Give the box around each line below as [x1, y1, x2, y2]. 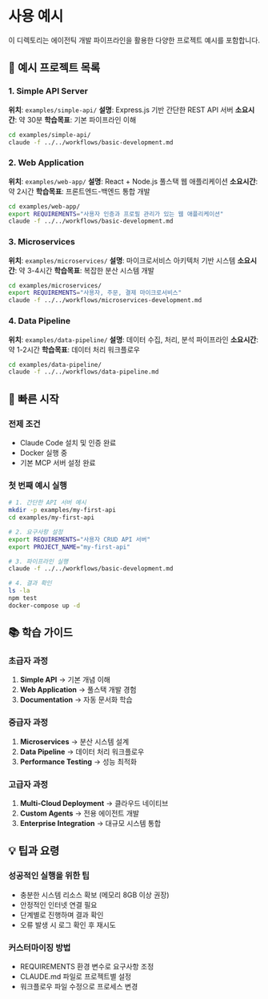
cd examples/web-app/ [8, 202, 81, 211]
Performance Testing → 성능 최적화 [19, 756, 138, 766]
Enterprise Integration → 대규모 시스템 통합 [19, 819, 162, 828]
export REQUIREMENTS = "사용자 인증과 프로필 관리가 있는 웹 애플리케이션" [8, 210, 224, 218]
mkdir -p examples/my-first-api [8, 506, 116, 514]
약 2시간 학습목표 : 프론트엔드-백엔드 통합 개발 [8, 186, 150, 196]
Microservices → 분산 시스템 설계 [19, 736, 130, 746]
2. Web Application [8, 157, 84, 168]
